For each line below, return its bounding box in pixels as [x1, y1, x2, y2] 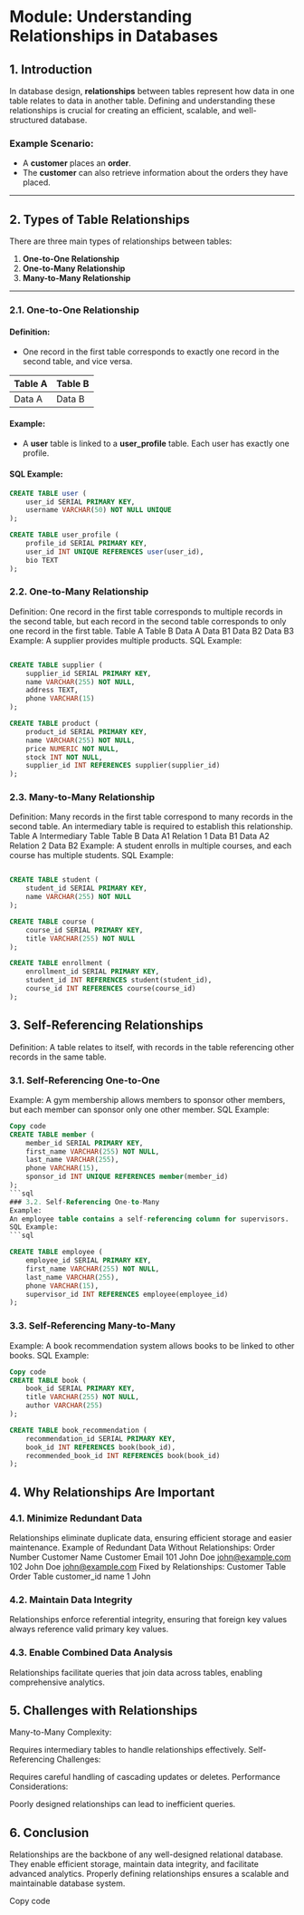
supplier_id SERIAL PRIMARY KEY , [25, 669, 152, 678]
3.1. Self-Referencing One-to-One [9, 1074, 160, 1087]
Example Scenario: [9, 137, 94, 150]
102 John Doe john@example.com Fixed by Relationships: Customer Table [9, 1561, 287, 1572]
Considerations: [9, 1781, 69, 1792]
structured [9, 115, 49, 125]
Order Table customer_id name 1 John [9, 1571, 151, 1581]
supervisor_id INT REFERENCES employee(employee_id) [25, 1290, 229, 1299]
